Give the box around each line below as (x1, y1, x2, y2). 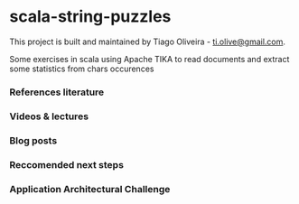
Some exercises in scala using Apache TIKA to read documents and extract (9, 53, 290, 64)
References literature (9, 86, 105, 98)
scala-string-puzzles (9, 6, 172, 27)
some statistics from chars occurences (9, 63, 154, 74)
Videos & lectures (9, 110, 89, 123)
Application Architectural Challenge (9, 182, 171, 195)
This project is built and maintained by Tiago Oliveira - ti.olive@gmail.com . (9, 36, 286, 47)
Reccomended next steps (9, 158, 125, 171)
